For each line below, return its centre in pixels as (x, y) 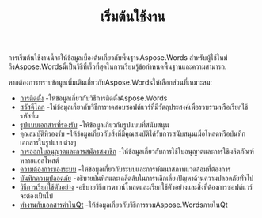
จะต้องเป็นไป (36, 196)
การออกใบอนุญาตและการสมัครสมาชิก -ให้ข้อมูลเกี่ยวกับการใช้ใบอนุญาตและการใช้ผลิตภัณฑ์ (137, 152)
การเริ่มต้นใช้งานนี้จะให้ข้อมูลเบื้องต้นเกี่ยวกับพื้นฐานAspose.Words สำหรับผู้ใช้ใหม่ (118, 58)
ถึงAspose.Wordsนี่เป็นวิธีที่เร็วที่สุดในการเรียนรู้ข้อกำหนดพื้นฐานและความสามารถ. (118, 66)
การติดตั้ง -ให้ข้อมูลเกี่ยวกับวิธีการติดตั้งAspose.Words (93, 98)
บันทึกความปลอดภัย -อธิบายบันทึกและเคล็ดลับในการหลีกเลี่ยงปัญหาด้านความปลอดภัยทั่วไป (137, 179)
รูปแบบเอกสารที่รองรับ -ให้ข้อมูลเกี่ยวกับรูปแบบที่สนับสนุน (95, 125)
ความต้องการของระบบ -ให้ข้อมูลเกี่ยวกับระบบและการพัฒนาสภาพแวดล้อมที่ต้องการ (125, 169)
